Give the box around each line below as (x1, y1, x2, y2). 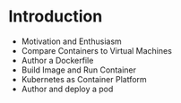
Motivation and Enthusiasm (21, 36, 122, 47)
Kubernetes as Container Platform (21, 73, 147, 84)
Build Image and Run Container (21, 64, 136, 75)
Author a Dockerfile (21, 55, 94, 65)
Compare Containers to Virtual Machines (21, 45, 172, 56)
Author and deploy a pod (21, 83, 114, 94)
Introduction (8, 6, 103, 27)
